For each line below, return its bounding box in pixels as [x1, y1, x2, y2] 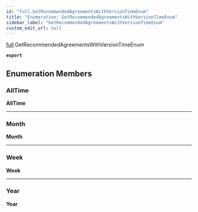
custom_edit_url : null [6, 25, 62, 31]
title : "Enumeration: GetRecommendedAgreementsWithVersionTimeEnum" [6, 14, 178, 20]
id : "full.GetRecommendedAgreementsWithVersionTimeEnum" [6, 8, 149, 15]
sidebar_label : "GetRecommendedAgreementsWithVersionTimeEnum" [6, 19, 165, 25]
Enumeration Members [6, 68, 93, 78]
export [6, 52, 22, 59]
